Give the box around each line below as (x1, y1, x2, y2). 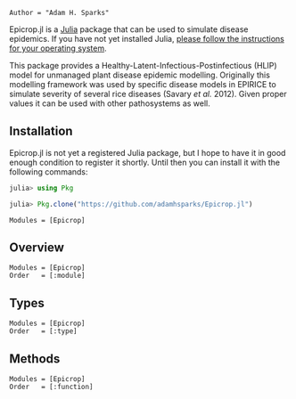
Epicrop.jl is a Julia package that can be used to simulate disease (9, 24, 249, 35)
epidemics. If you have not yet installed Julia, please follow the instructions (9, 34, 285, 44)
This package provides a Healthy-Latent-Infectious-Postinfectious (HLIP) (9, 61, 278, 70)
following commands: (9, 166, 88, 177)
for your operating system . (9, 43, 107, 53)
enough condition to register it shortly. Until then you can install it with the (9, 157, 281, 167)
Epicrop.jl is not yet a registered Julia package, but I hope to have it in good (9, 147, 286, 158)
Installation (9, 124, 73, 139)
